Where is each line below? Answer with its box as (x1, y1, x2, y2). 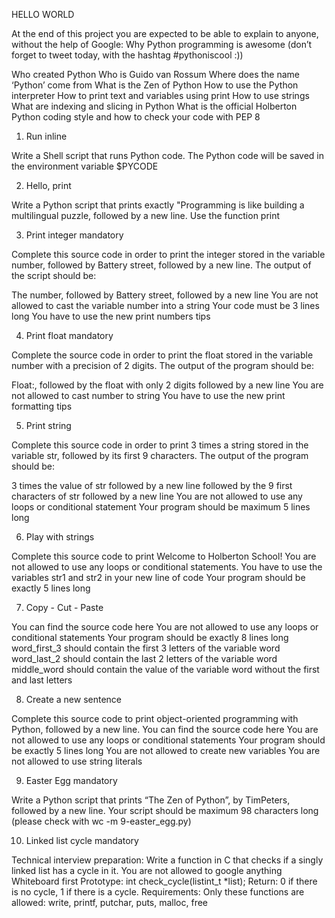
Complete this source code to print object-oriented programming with (11, 713, 299, 724)
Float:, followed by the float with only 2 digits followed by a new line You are (11, 379, 324, 391)
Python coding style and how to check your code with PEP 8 (11, 111, 261, 123)
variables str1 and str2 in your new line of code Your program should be (11, 572, 306, 583)
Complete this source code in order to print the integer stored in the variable (11, 249, 326, 260)
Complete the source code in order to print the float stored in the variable (11, 349, 314, 361)
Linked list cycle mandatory (25, 835, 139, 846)
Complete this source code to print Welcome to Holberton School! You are (11, 550, 317, 562)
